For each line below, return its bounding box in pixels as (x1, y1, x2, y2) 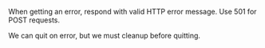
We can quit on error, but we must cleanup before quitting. (8, 31, 201, 40)
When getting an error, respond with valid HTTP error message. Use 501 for (8, 7, 257, 16)
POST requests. (8, 15, 61, 25)
